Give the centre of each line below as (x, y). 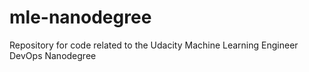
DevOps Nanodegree (53, 55)
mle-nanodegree (80, 17)
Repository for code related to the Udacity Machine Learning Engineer (154, 45)
